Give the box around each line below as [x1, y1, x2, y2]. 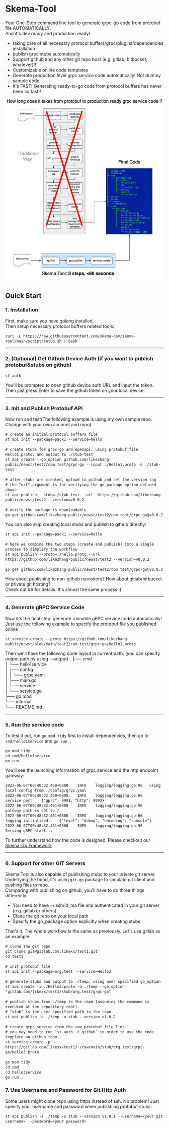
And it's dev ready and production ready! [5, 30, 91, 36]
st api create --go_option [5, 457, 62, 462]
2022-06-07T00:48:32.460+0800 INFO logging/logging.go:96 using [5, 783, 161, 788]
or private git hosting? [5, 581, 51, 587]
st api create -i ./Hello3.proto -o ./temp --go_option [5, 984, 125, 989]
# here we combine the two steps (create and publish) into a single [5, 542, 154, 547]
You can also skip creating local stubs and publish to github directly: [5, 521, 147, 527]
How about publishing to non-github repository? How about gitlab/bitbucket [5, 576, 162, 582]
